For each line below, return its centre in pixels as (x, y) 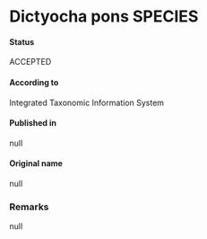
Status (22, 41)
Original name (36, 164)
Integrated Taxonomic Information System (86, 102)
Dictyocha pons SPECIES (104, 17)
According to (34, 82)
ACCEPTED (30, 62)
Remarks (29, 207)
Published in (33, 123)
